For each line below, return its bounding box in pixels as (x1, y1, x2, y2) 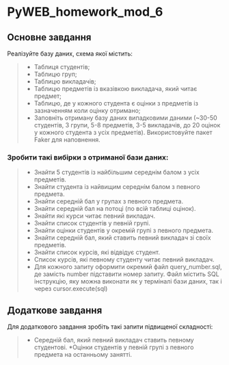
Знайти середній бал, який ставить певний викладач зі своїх (33, 234, 211, 242)
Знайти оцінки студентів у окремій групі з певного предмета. (33, 227, 214, 235)
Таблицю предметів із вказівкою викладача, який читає (33, 85, 198, 92)
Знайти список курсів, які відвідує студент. (33, 248, 161, 257)
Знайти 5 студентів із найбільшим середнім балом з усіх (33, 168, 200, 177)
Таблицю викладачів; (33, 77, 96, 86)
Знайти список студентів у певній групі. (33, 219, 150, 227)
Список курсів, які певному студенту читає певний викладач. (33, 255, 215, 264)
